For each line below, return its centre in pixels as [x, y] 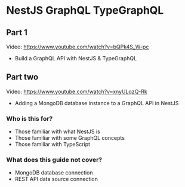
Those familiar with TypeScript [53, 145]
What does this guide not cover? [54, 160]
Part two [22, 77]
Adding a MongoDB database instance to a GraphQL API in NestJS [97, 103]
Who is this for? [30, 118]
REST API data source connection [56, 179]
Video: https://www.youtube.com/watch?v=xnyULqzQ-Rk [77, 91]
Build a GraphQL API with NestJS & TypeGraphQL [76, 58]
